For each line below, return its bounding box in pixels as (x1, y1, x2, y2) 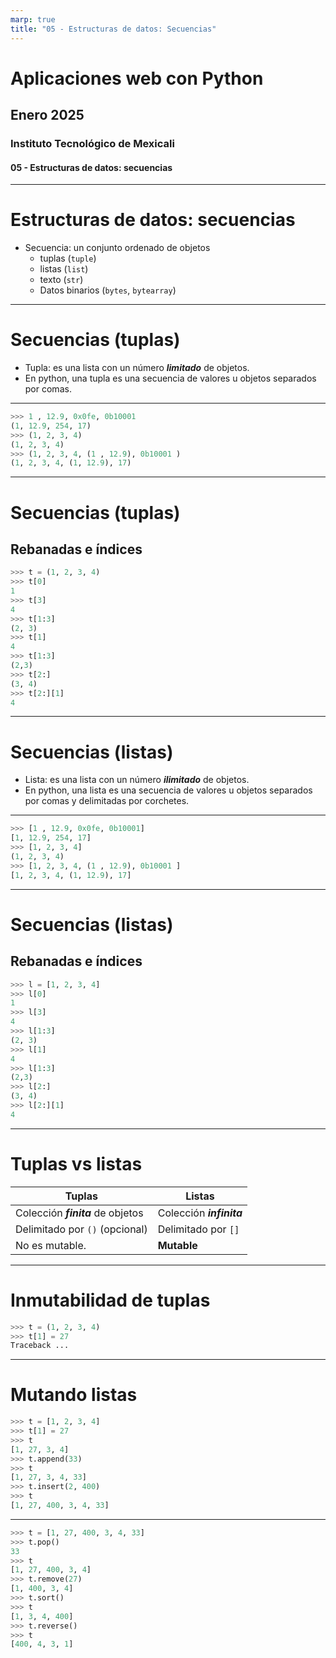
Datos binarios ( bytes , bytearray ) (39, 284, 177, 296)
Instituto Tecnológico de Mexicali (10, 137, 175, 150)
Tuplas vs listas (10, 1152, 143, 1175)
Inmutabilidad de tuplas (10, 1289, 211, 1311)
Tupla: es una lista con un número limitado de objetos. (24, 362, 250, 374)
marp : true (10, 14, 56, 25)
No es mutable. (15, 1238, 87, 1252)
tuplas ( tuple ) (39, 252, 97, 265)
